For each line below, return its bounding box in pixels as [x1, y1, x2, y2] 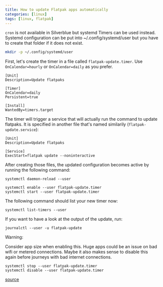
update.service [5, 128, 36, 132]
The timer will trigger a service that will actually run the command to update [5, 116, 158, 122]
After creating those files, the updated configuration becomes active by [5, 162, 149, 168]
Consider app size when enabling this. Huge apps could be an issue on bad [5, 244, 158, 250]
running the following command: [5, 167, 70, 173]
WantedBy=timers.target [5, 107, 54, 113]
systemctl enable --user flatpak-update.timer [5, 185, 102, 190]
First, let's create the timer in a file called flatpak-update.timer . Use [5, 58, 143, 64]
